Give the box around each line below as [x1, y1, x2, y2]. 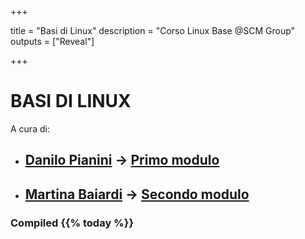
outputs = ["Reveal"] [10, 36, 95, 47]
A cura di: [10, 122, 50, 135]
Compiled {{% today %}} [10, 216, 135, 230]
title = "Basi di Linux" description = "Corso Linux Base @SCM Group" [10, 25, 296, 36]
